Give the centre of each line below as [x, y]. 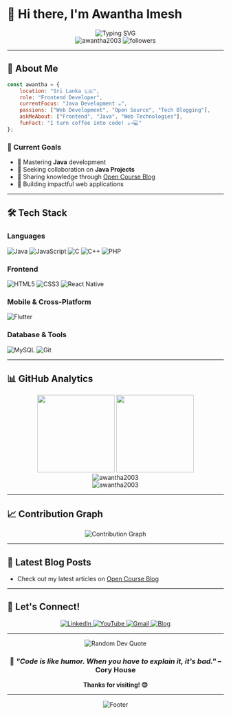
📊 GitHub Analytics [50, 379]
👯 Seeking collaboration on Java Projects [76, 170]
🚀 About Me [33, 69]
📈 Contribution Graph [55, 514]
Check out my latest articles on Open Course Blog [88, 579]
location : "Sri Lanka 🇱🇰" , [59, 91]
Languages [26, 236]
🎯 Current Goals [34, 147]
